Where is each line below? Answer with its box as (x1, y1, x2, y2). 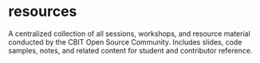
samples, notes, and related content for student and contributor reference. (8, 45, 253, 55)
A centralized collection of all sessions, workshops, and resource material (8, 29, 251, 38)
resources (8, 2, 77, 21)
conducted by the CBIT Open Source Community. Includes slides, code (8, 37, 242, 46)
